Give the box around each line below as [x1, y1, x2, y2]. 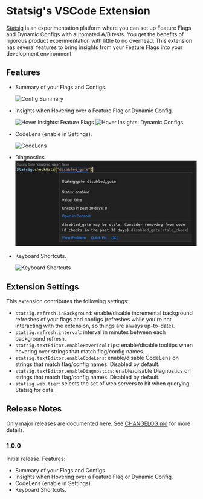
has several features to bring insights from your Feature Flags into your [6, 43, 183, 51]
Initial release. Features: [6, 455, 66, 463]
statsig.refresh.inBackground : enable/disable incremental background [14, 309, 193, 317]
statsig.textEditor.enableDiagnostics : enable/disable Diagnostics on [14, 367, 192, 374]
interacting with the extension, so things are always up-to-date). [14, 322, 175, 329]
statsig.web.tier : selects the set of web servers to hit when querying [14, 379, 190, 387]
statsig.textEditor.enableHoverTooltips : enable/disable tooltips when [14, 341, 193, 349]
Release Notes [6, 404, 62, 414]
